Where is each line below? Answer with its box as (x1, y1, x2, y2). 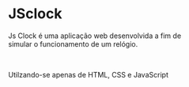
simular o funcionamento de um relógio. (8, 39, 138, 48)
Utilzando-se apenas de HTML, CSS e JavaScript (8, 70, 168, 79)
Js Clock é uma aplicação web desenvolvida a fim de (8, 31, 182, 40)
